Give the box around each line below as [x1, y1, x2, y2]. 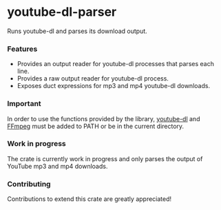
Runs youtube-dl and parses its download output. [7, 27, 148, 35]
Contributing [7, 179, 51, 189]
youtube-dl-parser [7, 4, 117, 20]
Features [7, 44, 38, 54]
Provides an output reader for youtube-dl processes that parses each [17, 60, 215, 68]
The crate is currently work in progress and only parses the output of [7, 154, 203, 162]
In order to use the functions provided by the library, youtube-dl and [7, 114, 200, 123]
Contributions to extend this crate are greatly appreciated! [7, 195, 172, 203]
